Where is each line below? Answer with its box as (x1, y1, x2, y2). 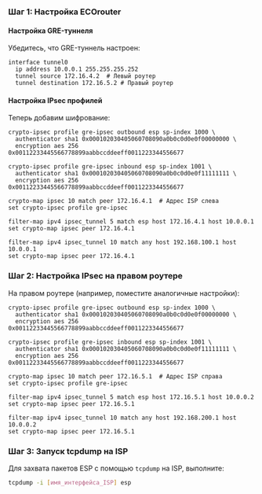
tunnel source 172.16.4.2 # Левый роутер (15, 72, 156, 80)
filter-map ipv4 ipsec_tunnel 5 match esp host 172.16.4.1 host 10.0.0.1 (8, 218, 255, 226)
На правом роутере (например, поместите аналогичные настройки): (8, 288, 240, 297)
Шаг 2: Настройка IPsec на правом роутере (8, 271, 183, 282)
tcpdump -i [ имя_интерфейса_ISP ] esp (8, 478, 132, 486)
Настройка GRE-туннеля (8, 26, 93, 35)
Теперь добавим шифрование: (8, 113, 111, 123)
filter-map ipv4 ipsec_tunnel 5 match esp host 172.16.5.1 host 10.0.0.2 (8, 393, 255, 401)
